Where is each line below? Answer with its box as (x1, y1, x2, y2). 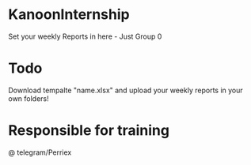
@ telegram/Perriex (8, 148, 72, 157)
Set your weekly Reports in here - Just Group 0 (8, 32, 162, 41)
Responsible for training (8, 122, 170, 140)
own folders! (8, 93, 49, 103)
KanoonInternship (8, 6, 130, 24)
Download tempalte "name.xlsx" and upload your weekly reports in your (8, 85, 243, 95)
